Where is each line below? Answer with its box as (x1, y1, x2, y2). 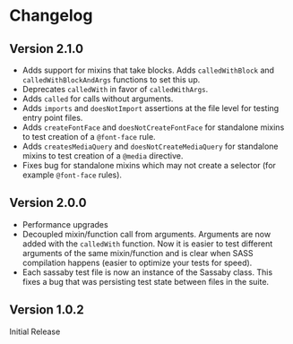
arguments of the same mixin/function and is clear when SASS (22, 247, 254, 258)
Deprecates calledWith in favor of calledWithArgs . (22, 84, 209, 94)
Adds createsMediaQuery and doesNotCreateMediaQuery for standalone (22, 141, 280, 151)
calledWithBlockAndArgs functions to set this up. (22, 74, 201, 85)
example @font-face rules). (22, 169, 123, 180)
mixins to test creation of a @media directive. (22, 150, 184, 161)
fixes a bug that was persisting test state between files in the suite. (22, 276, 270, 287)
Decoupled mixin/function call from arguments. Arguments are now (22, 228, 271, 239)
